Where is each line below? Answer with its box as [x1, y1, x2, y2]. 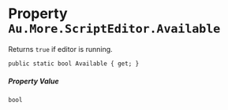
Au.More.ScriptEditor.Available [8, 21, 221, 36]
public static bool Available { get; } [8, 60, 140, 68]
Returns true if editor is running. [8, 44, 113, 53]
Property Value [8, 76, 59, 86]
